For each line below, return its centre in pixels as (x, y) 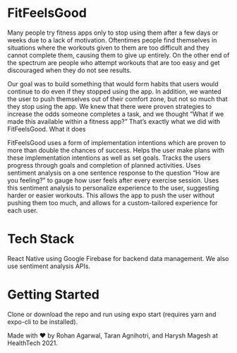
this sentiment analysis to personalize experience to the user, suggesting (113, 187)
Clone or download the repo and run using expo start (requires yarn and (112, 314)
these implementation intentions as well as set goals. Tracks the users (109, 158)
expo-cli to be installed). (43, 322)
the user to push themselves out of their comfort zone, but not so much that (117, 99)
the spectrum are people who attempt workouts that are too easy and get (114, 62)
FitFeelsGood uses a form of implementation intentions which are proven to (117, 142)
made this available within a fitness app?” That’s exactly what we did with (114, 121)
